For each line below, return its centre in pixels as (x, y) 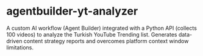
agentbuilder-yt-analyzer (72, 11)
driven (14, 41)
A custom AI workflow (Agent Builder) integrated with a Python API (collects (101, 28)
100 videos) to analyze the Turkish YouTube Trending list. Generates (92, 34)
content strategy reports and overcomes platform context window (106, 41)
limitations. (20, 47)
